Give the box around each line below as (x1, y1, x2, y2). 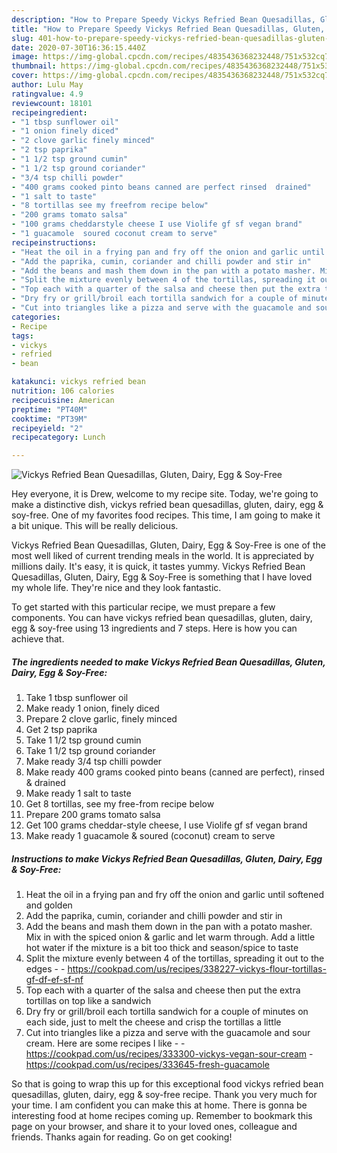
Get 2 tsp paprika (25, 724, 98, 736)
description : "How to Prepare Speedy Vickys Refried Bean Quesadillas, (11, 14, 316, 25)
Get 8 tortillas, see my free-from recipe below (25, 798, 215, 810)
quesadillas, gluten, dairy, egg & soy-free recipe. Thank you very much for (11, 1089, 318, 1101)
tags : (11, 331, 34, 341)
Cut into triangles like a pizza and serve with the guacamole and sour (25, 1027, 311, 1039)
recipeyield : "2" (11, 423, 84, 433)
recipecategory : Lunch (11, 432, 106, 443)
